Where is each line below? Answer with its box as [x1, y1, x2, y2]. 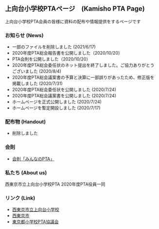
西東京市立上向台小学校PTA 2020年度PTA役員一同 [5, 181, 106, 187]
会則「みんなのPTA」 [12, 156, 55, 162]
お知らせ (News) [5, 32, 44, 39]
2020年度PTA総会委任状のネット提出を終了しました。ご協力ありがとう [12, 62, 155, 68]
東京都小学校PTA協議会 [12, 219, 59, 225]
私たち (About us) [5, 169, 47, 176]
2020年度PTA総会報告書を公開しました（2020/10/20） [12, 50, 123, 56]
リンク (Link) [5, 194, 35, 201]
